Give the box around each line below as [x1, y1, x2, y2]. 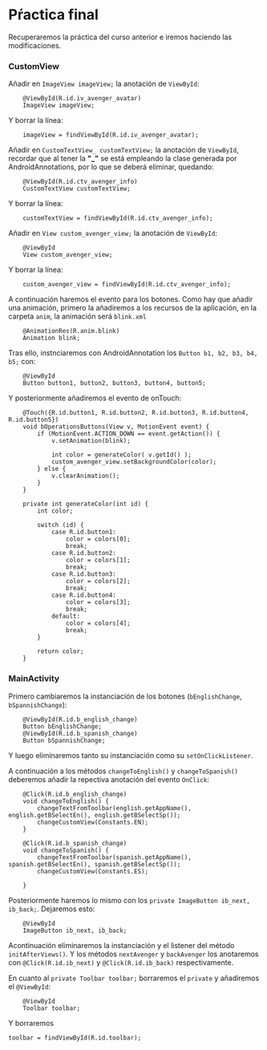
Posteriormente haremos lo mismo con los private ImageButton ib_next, [8, 895, 251, 905]
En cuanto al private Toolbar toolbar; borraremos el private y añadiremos [8, 973, 260, 983]
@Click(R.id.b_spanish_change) [22, 839, 127, 847]
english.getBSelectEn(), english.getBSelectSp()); [8, 811, 181, 819]
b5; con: [8, 357, 36, 367]
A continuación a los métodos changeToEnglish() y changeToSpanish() [8, 766, 239, 776]
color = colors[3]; [65, 598, 131, 606]
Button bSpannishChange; [22, 736, 106, 744]
